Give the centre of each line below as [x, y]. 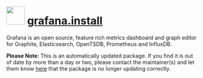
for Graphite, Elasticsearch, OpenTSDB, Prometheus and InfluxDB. [89, 44]
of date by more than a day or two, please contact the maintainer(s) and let [101, 62]
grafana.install [65, 21]
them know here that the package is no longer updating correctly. [89, 68]
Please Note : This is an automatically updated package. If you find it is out [100, 56]
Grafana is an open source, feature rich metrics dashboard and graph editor [101, 37]
